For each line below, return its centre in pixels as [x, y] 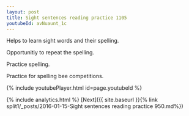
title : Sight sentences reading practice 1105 [67, 18]
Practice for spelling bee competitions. [55, 76]
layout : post [23, 12]
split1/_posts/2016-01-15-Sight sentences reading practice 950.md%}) [95, 106]
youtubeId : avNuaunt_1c [37, 23]
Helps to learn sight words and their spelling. [63, 41]
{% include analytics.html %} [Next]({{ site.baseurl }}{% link [82, 100]
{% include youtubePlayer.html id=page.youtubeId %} [74, 88]
